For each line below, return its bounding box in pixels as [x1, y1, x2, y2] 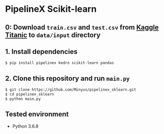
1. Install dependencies [5, 47, 78, 56]
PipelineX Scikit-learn [5, 3, 97, 15]
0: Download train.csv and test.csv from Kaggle [5, 23, 159, 32]
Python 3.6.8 [12, 123, 39, 129]
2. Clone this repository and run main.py [5, 74, 130, 82]
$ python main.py [5, 96, 41, 101]
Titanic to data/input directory [5, 31, 101, 39]
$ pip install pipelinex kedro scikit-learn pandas [5, 61, 114, 66]
